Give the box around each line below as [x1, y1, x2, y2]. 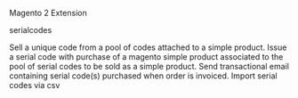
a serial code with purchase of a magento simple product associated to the [9, 52, 284, 61]
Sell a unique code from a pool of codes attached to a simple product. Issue [9, 42, 287, 53]
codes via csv [9, 80, 60, 90]
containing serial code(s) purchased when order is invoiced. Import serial [9, 70, 278, 81]
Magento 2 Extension [9, 8, 87, 18]
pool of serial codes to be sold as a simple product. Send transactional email [9, 61, 289, 71]
